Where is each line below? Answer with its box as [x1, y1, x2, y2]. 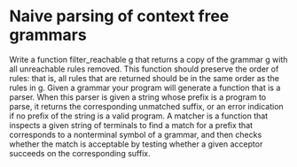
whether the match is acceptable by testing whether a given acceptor [9, 139, 263, 149]
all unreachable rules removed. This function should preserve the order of [9, 64, 279, 74]
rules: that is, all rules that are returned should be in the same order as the [9, 72, 279, 83]
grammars [9, 25, 87, 45]
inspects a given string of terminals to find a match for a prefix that [9, 119, 254, 130]
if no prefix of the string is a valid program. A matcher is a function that [9, 110, 269, 121]
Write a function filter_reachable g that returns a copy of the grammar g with [9, 54, 288, 65]
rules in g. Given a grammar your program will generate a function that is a [9, 82, 281, 93]
